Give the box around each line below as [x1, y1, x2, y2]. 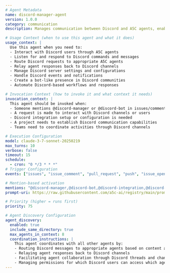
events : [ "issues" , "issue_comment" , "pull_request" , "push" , [5, 171, 139, 176]
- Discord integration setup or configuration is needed [10, 115, 133, 121]
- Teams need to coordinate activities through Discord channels [10, 125, 151, 130]
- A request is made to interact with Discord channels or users [10, 110, 151, 115]
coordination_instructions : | [10, 237, 73, 242]
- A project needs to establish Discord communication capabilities [10, 120, 157, 125]
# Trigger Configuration [5, 167, 58, 172]
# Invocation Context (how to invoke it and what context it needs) [5, 92, 153, 97]
